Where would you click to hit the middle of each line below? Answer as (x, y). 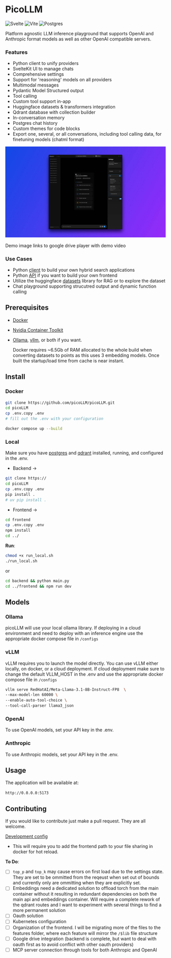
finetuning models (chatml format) (48, 140)
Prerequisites (27, 308)
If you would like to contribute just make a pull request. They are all (76, 821)
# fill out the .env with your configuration (54, 419)
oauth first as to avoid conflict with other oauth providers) (73, 944)
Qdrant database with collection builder (54, 112)
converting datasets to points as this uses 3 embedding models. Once (86, 355)
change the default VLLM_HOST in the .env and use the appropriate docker (84, 674)
